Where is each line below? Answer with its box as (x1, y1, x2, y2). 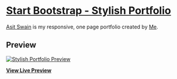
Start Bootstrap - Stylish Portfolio (6, 4, 171, 17)
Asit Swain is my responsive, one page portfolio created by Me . (6, 23, 159, 30)
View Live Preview (6, 67, 51, 74)
